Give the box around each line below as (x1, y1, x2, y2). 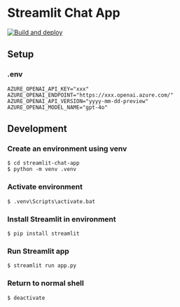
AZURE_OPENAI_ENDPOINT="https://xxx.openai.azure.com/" (7, 91, 174, 99)
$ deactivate (7, 294, 46, 301)
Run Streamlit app (7, 246, 70, 256)
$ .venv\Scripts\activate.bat (7, 198, 96, 205)
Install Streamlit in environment (7, 214, 116, 224)
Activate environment (7, 182, 83, 192)
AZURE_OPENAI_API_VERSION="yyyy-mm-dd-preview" (7, 97, 149, 104)
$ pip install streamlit (7, 230, 80, 237)
